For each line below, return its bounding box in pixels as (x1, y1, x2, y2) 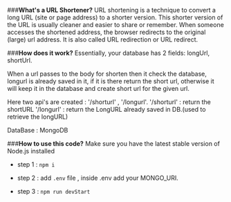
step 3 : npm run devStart (17, 187, 91, 195)
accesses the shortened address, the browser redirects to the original (7, 28, 206, 36)
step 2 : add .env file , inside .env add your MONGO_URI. (17, 174, 178, 182)
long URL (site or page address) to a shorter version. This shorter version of (7, 13, 223, 22)
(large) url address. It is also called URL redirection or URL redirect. (7, 35, 198, 44)
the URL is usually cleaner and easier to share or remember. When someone (7, 21, 225, 28)
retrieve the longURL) (7, 112, 68, 121)
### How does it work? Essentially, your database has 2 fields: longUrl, (7, 49, 210, 57)
